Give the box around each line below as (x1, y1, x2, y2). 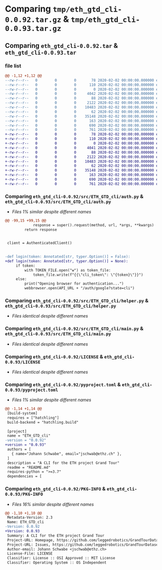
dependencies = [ (7, 474, 42, 479)
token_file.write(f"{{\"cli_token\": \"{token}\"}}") (33, 272, 144, 277)
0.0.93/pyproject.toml (5, 387, 58, 393)
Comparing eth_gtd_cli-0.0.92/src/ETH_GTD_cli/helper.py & (5, 297, 148, 304)
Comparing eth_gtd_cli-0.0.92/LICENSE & (5, 353, 104, 360)
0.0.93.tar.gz (5, 24, 62, 33)
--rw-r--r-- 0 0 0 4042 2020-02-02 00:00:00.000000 (5, 91, 154, 96)
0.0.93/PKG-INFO (5, 491, 43, 497)
